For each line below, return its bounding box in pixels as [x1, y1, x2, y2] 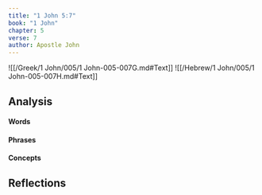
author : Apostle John [8, 41, 80, 49]
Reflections [8, 176, 67, 189]
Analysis [8, 95, 53, 108]
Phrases [8, 135, 37, 144]
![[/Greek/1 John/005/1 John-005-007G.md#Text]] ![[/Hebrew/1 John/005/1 [8, 63, 255, 72]
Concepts [8, 153, 41, 163]
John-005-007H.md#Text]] [8, 72, 98, 81]
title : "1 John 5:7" [8, 11, 77, 20]
